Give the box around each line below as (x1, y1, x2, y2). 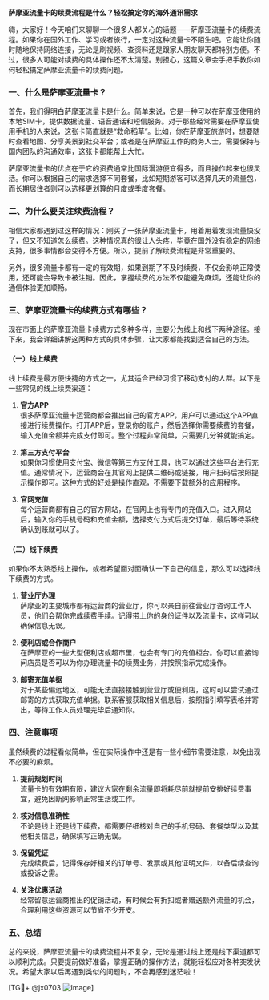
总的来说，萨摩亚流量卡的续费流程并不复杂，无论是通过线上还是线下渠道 (8, 946, 247, 956)
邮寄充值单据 (19, 675, 62, 684)
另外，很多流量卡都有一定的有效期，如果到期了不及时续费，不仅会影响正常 (8, 262, 254, 272)
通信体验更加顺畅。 (8, 282, 72, 292)
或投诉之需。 (19, 868, 62, 877)
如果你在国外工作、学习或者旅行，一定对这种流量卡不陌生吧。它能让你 (22, 35, 254, 44)
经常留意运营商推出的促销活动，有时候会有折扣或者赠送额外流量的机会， (19, 895, 259, 905)
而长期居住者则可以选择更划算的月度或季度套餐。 (8, 183, 170, 193)
